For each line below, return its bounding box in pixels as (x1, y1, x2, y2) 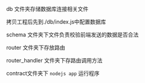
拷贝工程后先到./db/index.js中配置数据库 (6, 18, 106, 25)
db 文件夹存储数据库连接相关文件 (6, 5, 89, 12)
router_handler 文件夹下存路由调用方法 (6, 57, 103, 64)
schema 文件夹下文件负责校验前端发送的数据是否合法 (6, 31, 139, 38)
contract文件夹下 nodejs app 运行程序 (6, 70, 100, 77)
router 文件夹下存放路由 (6, 44, 65, 51)
